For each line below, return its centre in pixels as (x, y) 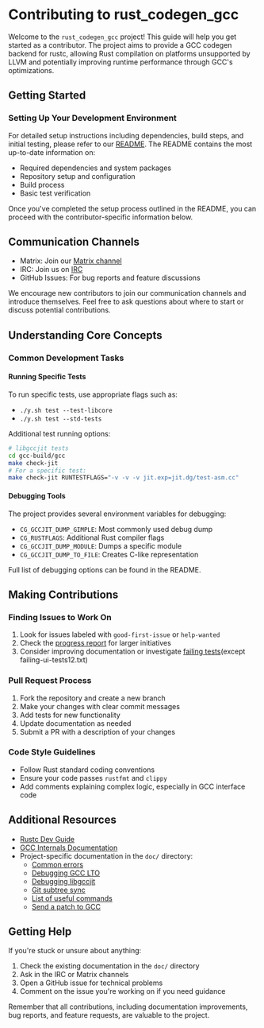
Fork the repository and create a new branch (93, 698)
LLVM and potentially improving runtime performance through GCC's (121, 62)
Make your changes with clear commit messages (100, 706)
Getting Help (40, 932)
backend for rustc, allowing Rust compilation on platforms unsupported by (130, 53)
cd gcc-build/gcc (37, 456)
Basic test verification (55, 193)
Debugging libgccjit (63, 881)
